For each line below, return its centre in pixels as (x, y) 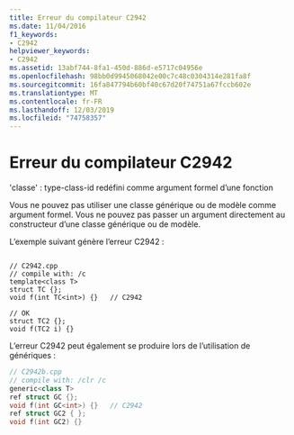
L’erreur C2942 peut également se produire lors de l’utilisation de (130, 346)
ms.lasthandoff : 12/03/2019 (62, 110)
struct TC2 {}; (38, 322)
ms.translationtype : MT (54, 93)
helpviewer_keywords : (50, 51)
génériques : (33, 356)
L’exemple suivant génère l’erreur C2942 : (87, 242)
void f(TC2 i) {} (42, 330)
